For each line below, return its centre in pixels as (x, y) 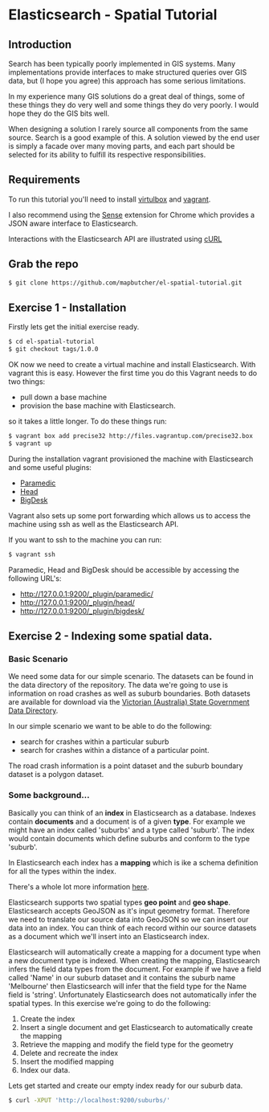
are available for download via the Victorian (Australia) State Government (129, 702)
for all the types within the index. (62, 871)
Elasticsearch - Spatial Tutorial (113, 15)
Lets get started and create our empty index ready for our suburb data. (126, 1085)
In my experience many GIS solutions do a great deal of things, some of (126, 96)
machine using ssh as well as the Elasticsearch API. (94, 524)
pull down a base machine (63, 397)
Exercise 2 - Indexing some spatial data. (110, 636)
